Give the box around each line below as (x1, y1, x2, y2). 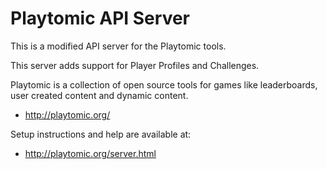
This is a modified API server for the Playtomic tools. (10, 40, 227, 52)
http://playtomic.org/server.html (24, 147, 157, 159)
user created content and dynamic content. (10, 89, 189, 101)
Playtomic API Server (10, 7, 190, 30)
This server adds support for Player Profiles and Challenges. (10, 59, 260, 71)
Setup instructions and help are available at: (10, 128, 192, 140)
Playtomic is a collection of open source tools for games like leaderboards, (10, 78, 318, 91)
